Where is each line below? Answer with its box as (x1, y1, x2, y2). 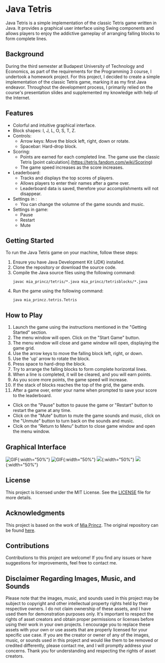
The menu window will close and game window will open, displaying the (12, 340, 159, 346)
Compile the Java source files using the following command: (12, 270, 136, 276)
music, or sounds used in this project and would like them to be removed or (5, 637, 159, 643)
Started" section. (12, 329, 47, 335)
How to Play (5, 311, 43, 319)
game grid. (12, 345, 35, 351)
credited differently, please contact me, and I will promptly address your (5, 643, 152, 649)
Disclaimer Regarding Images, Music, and (5, 574, 136, 583)
